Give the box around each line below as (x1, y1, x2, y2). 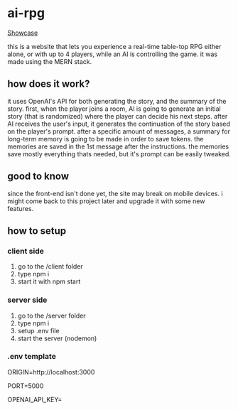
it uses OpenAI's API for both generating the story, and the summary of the (7, 97, 227, 105)
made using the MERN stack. (7, 57, 92, 65)
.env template (7, 352, 57, 362)
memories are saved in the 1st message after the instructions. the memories (7, 142, 229, 151)
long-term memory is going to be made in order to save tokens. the (7, 134, 204, 143)
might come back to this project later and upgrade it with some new (7, 197, 205, 205)
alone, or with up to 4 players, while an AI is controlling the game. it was (7, 50, 218, 58)
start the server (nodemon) (17, 334, 97, 342)
